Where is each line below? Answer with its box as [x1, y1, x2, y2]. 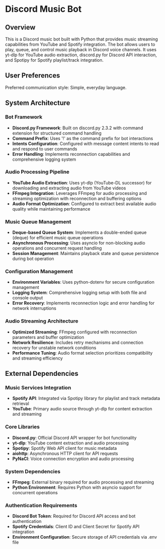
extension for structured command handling [12, 130, 102, 136]
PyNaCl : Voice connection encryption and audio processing [12, 455, 134, 462]
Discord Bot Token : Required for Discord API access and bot [12, 513, 136, 519]
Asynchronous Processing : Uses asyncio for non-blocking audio [12, 240, 145, 246]
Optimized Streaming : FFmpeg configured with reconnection [12, 329, 137, 335]
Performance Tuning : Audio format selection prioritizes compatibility [12, 350, 153, 356]
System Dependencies [5, 468, 61, 475]
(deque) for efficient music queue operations [12, 235, 103, 241]
